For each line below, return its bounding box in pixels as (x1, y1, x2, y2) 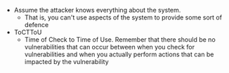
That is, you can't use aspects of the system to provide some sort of (24, 13, 223, 22)
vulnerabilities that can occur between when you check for (24, 43, 195, 51)
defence (24, 21, 49, 29)
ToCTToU (13, 28, 42, 36)
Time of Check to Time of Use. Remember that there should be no (24, 35, 216, 44)
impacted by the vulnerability (24, 58, 109, 65)
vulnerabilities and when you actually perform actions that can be (24, 50, 214, 58)
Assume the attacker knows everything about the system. (13, 6, 181, 14)
